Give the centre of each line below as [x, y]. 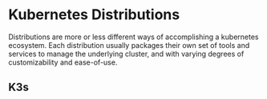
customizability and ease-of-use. [63, 62]
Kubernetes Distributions [94, 15]
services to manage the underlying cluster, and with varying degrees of [126, 53]
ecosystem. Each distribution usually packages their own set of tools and [129, 45]
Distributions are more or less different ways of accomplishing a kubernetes [133, 37]
